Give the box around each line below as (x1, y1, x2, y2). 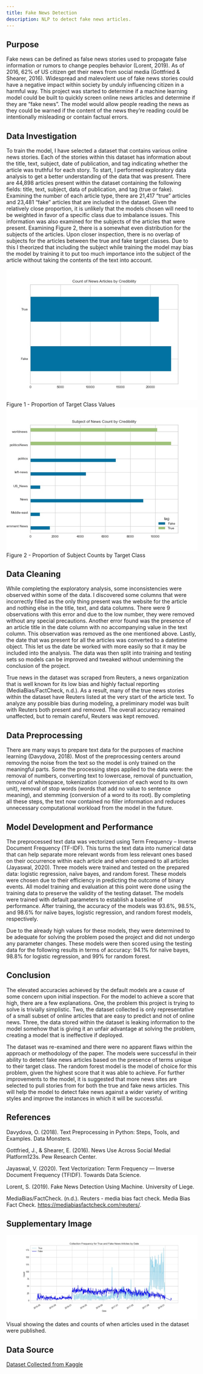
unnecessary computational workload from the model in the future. (6, 804, 174, 812)
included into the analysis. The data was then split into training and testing (6, 649, 192, 657)
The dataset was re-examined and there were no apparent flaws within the (6, 1043, 193, 1050)
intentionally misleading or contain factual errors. (6, 113, 129, 121)
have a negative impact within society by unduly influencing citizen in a (6, 81, 184, 88)
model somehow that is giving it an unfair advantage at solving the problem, (6, 1025, 196, 1032)
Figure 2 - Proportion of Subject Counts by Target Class (6, 552, 145, 559)
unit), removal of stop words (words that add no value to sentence (6, 785, 171, 792)
